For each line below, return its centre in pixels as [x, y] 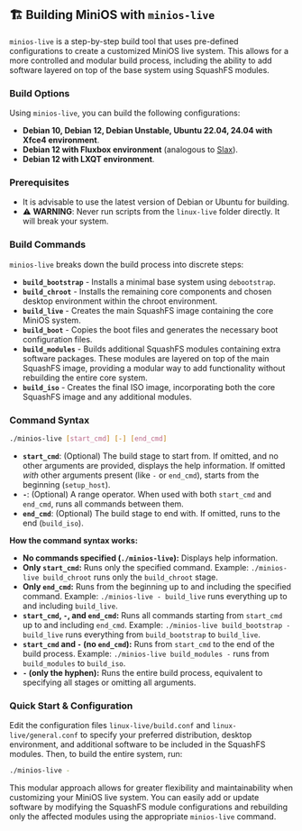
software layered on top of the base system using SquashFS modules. [140, 69]
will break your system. [65, 221]
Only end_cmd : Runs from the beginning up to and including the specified [156, 586]
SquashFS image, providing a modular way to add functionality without [154, 368]
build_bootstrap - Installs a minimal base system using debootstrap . [149, 281]
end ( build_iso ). [53, 523]
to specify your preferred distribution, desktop [166, 735]
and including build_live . [70, 606]
